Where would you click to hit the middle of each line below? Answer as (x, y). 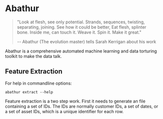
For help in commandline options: (38, 83)
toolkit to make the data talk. (34, 56)
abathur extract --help (29, 92)
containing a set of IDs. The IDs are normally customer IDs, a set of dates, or (81, 106)
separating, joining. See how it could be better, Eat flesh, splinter (82, 27)
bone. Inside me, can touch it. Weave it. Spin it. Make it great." (79, 32)
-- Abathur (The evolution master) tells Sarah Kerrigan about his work (87, 41)
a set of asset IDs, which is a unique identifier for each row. (64, 111)
